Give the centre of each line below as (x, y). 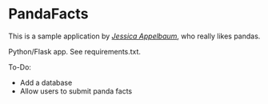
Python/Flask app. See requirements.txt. (75, 51)
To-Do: (20, 67)
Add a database (46, 82)
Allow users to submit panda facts (76, 91)
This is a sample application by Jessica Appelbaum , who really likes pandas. (134, 36)
